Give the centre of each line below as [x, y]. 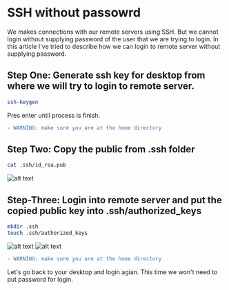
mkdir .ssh [23, 227]
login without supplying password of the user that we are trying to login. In [113, 39]
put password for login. [40, 279]
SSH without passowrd [74, 13]
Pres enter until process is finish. [54, 115]
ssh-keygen [23, 102]
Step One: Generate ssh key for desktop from [106, 75]
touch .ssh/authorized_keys [48, 233]
